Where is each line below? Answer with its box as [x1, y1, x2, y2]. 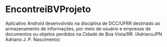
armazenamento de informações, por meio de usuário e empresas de [5, 25, 151, 31]
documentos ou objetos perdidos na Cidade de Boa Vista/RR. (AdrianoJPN [5, 31, 162, 37]
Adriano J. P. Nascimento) [5, 36, 60, 42]
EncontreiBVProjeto [5, 4, 91, 15]
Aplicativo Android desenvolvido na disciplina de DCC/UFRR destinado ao [5, 20, 161, 26]
